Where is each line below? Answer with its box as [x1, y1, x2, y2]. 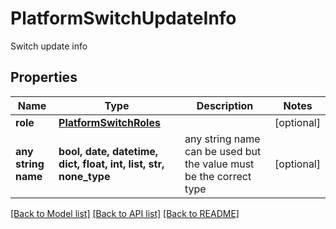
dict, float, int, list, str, [58, 157, 165, 171]
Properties [10, 69, 78, 86]
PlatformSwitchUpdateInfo [10, 7, 237, 30]
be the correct [184, 169, 252, 183]
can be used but [184, 144, 262, 158]
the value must [184, 157, 255, 171]
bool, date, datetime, [58, 144, 159, 158]
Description [196, 98, 254, 112]
